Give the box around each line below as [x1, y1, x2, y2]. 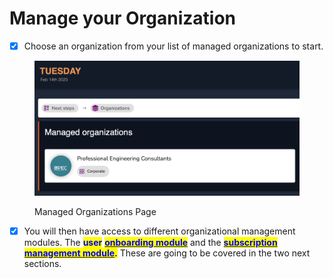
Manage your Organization [9, 7, 237, 30]
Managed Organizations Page [34, 206, 157, 218]
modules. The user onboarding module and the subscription [23, 237, 278, 249]
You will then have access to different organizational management [23, 225, 296, 237]
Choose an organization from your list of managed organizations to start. [23, 40, 324, 52]
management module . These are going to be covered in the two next [23, 247, 311, 259]
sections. [23, 258, 62, 270]
